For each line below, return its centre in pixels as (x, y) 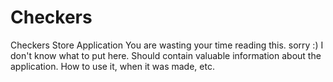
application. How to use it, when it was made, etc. (112, 66)
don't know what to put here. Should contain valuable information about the (166, 55)
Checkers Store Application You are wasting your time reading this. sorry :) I (167, 45)
